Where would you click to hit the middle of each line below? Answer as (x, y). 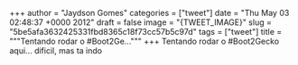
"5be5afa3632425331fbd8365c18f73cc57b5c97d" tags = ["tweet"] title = (146, 32)
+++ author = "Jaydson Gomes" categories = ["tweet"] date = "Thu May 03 (149, 13)
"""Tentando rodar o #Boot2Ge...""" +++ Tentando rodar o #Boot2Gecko (144, 41)
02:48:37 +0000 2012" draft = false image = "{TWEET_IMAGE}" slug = (141, 22)
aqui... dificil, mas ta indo (56, 51)
